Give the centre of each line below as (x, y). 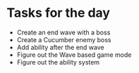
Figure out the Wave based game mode (74, 55)
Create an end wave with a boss (64, 32)
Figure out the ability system (58, 62)
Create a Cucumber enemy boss (64, 39)
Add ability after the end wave (60, 47)
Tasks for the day (59, 13)
